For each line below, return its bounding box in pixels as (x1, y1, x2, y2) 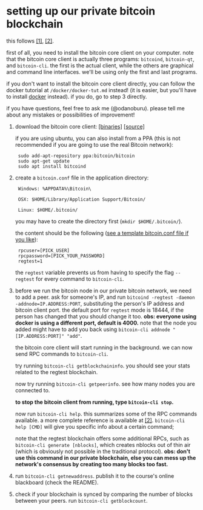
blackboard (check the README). (15, 478, 99, 486)
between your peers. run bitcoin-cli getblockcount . (15, 497, 148, 504)
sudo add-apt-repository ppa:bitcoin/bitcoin (18, 153, 135, 159)
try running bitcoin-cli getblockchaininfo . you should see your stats (15, 362, 190, 369)
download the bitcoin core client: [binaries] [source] (15, 122, 145, 130)
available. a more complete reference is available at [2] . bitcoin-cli (15, 417, 185, 424)
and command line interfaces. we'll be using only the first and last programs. (6, 68, 198, 75)
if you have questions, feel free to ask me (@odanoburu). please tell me (6, 104, 185, 112)
